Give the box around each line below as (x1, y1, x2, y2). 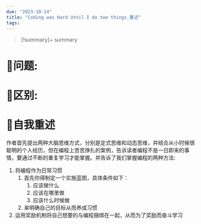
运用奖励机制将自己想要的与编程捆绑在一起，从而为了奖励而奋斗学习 (14, 211, 183, 219)
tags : (6, 20, 20, 26)
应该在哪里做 (32, 189, 65, 196)
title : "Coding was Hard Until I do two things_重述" (6, 14, 142, 20)
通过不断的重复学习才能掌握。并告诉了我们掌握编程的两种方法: (22, 154, 176, 161)
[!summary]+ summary (20, 36, 78, 44)
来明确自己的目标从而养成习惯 (23, 204, 98, 211)
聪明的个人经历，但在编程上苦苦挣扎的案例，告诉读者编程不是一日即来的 (6, 146, 184, 154)
